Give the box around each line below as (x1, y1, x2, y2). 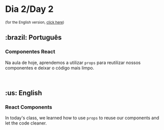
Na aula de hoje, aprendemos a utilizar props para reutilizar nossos (5, 60, 141, 65)
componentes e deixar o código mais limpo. (5, 65, 94, 70)
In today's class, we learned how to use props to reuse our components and (5, 115, 160, 121)
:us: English (5, 89, 42, 97)
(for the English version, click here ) (5, 20, 65, 25)
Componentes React (5, 48, 55, 55)
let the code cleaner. (5, 120, 47, 126)
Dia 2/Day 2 (5, 3, 54, 15)
